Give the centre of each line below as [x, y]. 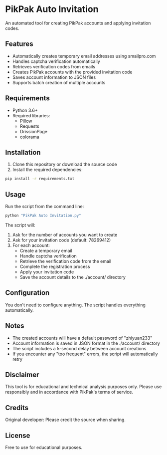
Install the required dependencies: [48, 170]
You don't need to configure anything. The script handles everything [76, 305]
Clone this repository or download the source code [65, 164]
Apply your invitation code [47, 272]
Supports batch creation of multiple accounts [59, 82]
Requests [29, 126]
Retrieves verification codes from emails [54, 66]
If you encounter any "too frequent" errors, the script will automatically [85, 354]
